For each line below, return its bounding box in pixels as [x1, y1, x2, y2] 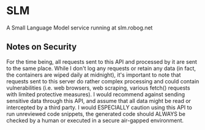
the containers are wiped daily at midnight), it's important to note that [6, 71, 181, 78]
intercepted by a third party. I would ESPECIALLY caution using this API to [6, 104, 193, 111]
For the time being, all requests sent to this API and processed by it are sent [6, 58, 198, 65]
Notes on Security [6, 42, 77, 52]
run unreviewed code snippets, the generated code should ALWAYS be [6, 110, 185, 117]
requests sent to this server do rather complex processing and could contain [6, 77, 199, 85]
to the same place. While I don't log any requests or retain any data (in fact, [6, 64, 196, 72]
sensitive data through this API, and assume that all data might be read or [6, 97, 192, 104]
